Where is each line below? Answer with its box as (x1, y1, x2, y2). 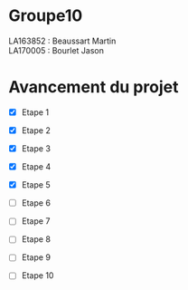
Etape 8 (21, 234, 52, 245)
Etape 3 (21, 143, 52, 154)
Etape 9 (21, 252, 52, 263)
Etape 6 (21, 198, 52, 208)
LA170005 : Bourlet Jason (8, 44, 105, 55)
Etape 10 (21, 270, 54, 281)
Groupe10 (8, 5, 83, 26)
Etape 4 (21, 161, 52, 172)
